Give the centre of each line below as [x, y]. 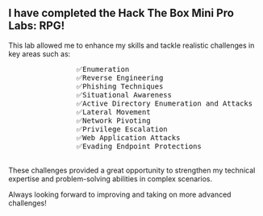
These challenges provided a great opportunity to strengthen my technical [132, 170]
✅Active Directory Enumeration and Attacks [164, 103]
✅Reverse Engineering [120, 77]
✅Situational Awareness [124, 95]
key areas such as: [40, 54]
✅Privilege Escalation [122, 129]
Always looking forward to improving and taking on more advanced [120, 194]
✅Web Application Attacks [128, 137]
